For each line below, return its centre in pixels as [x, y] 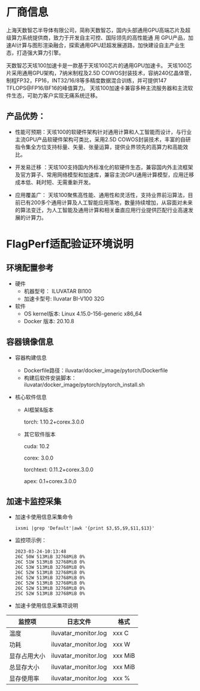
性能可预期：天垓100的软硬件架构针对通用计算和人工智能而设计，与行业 [103, 132]
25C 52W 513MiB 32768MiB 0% [50, 594]
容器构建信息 [31, 358]
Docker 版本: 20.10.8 [49, 321]
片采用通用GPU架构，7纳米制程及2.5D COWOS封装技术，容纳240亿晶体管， [101, 73]
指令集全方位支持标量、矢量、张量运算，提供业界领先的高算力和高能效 [101, 147]
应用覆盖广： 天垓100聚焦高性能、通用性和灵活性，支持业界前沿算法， [101, 195]
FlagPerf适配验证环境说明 [70, 244]
